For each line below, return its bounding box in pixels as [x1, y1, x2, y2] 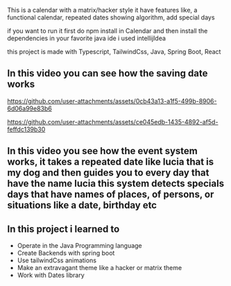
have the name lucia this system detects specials [7, 178, 224, 190]
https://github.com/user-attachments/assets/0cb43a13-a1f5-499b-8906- [7, 96, 217, 105]
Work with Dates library [17, 271, 85, 280]
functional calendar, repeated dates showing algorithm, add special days [7, 13, 215, 22]
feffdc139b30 [7, 125, 46, 133]
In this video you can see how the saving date [7, 67, 208, 79]
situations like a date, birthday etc [7, 199, 157, 211]
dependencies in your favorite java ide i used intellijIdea [7, 34, 166, 42]
